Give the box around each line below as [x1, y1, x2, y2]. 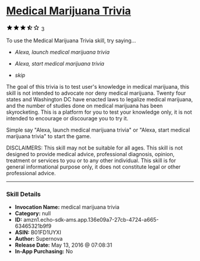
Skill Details [6, 189, 41, 198]
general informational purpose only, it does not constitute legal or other [6, 163, 181, 170]
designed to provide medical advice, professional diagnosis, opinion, [6, 150, 174, 157]
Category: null [14, 210, 51, 217]
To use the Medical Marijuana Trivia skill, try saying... [6, 37, 136, 44]
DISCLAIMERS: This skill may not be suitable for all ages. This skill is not [6, 144, 183, 151]
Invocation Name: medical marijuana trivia [14, 204, 120, 211]
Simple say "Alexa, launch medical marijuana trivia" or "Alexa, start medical [6, 126, 190, 133]
